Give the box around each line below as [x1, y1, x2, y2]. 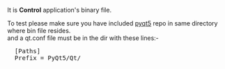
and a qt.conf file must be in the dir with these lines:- [7, 34, 159, 42]
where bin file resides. [7, 27, 71, 34]
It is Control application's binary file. [7, 6, 112, 14]
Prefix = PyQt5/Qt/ [14, 55, 82, 61]
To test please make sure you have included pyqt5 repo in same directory [7, 19, 218, 27]
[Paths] [14, 48, 40, 55]
